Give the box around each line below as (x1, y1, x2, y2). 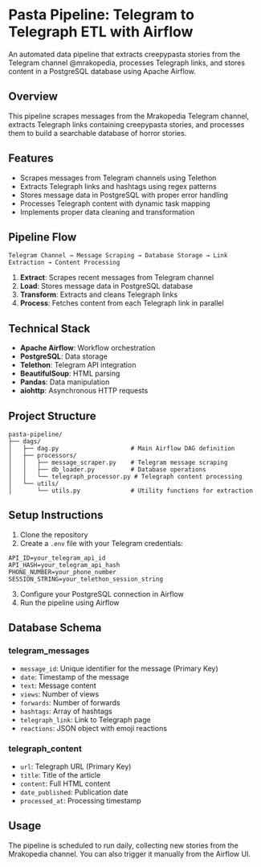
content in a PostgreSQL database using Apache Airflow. (8, 66, 197, 76)
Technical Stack (8, 322, 91, 335)
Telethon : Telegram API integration (19, 360, 137, 370)
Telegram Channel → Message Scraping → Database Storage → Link (8, 252, 228, 260)
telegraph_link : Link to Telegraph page (19, 714, 151, 725)
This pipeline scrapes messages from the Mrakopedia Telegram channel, (8, 111, 250, 121)
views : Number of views (19, 689, 100, 699)
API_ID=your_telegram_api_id (8, 553, 106, 562)
